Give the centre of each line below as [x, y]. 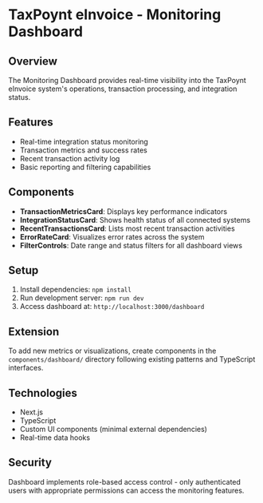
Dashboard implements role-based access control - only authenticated [125, 481]
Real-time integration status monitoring [84, 141]
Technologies [43, 393]
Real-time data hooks [55, 438]
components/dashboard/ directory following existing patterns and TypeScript [132, 359]
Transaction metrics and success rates [83, 150]
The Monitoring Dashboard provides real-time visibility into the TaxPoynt [128, 80]
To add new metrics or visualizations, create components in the [112, 351]
